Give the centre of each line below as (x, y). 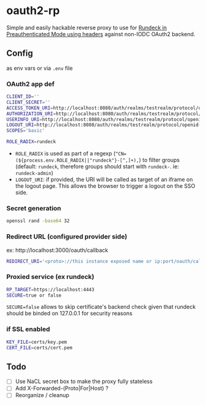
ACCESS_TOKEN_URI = (30, 108)
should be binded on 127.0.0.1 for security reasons (70, 313)
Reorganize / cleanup (42, 395)
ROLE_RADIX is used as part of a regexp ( (65, 154)
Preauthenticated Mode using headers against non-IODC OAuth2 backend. (101, 34)
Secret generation (34, 208)
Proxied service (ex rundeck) (50, 277)
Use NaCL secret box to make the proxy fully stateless (84, 381)
